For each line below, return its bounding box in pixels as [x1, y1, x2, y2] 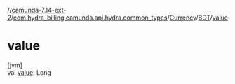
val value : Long [7, 68, 51, 76]
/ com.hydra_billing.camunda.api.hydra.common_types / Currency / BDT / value [11, 13, 228, 22]
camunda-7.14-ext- [11, 6, 67, 14]
